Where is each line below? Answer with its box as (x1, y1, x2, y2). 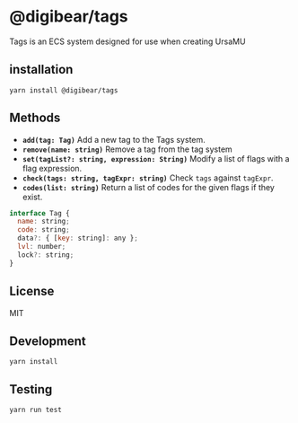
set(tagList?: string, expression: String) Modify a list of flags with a (22, 153, 290, 163)
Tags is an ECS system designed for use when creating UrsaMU (9, 36, 246, 47)
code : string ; (17, 225, 70, 234)
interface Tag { (9, 208, 70, 217)
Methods (9, 110, 61, 126)
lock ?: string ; (17, 250, 74, 260)
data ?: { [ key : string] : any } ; (17, 234, 139, 243)
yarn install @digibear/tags (9, 85, 118, 95)
